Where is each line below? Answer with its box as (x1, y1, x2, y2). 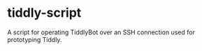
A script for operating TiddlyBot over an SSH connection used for (7, 28, 196, 36)
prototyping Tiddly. (7, 35, 62, 43)
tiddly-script (7, 5, 82, 21)
